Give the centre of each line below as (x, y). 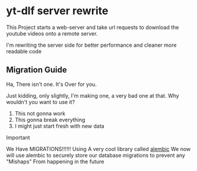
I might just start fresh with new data (60, 126)
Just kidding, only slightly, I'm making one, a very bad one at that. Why (93, 95)
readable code (24, 51)
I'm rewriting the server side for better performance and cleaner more (91, 45)
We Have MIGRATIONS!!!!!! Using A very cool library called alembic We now (99, 149)
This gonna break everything (50, 120)
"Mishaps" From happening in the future (55, 162)
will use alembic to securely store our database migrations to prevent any (96, 155)
